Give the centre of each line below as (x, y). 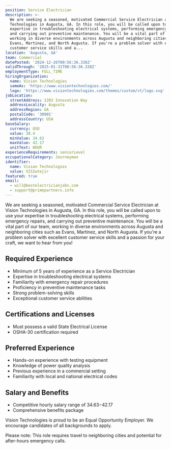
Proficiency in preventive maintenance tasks (59, 287)
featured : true (21, 176)
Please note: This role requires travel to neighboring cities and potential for (83, 435)
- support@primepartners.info (42, 190)
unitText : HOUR (26, 148)
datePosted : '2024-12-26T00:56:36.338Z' (49, 62)
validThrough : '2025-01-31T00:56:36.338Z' (51, 67)
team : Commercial (24, 57)
